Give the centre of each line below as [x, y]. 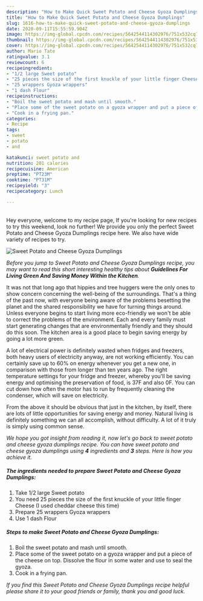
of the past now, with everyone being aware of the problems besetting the [98, 300]
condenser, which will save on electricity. [57, 395]
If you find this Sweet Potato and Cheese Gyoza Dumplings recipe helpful [98, 585]
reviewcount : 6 [25, 62]
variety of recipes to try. [36, 239]
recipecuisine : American [37, 169]
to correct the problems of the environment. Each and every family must [96, 319]
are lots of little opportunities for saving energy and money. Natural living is [100, 413]
